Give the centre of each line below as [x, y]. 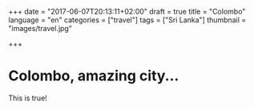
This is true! [28, 98]
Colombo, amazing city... [94, 76]
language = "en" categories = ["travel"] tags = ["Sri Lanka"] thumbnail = [127, 20]
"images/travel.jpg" [40, 28]
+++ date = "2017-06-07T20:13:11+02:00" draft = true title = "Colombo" [127, 12]
